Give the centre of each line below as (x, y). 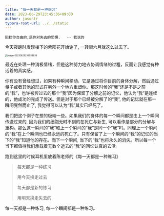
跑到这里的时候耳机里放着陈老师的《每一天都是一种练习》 (63, 157)
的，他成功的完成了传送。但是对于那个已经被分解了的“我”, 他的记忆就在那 (79, 99)
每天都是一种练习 (34, 167)
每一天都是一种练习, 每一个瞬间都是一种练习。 (51, 208)
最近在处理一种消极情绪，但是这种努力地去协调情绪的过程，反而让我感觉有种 (82, 64)
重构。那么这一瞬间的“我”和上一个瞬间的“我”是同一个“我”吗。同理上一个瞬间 (81, 128)
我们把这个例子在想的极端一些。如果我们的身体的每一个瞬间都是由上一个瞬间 (82, 116)
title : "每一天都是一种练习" (31, 10)
